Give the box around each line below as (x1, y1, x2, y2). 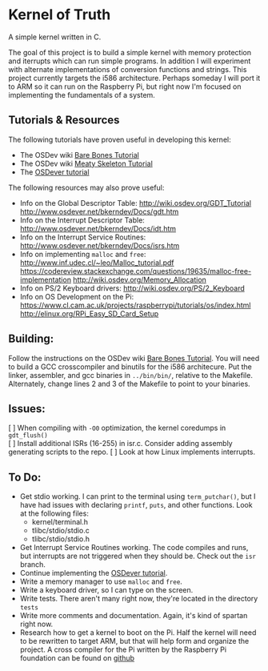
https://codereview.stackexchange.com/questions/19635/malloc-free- (19, 266, 252, 275)
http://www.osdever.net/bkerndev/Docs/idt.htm (19, 223, 177, 233)
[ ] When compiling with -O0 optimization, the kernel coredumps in (8, 423, 226, 433)
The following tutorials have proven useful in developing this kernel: (8, 135, 231, 144)
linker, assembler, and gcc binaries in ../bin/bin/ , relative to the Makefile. (8, 370, 254, 380)
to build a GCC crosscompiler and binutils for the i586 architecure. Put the (8, 362, 252, 372)
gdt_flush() (8, 432, 48, 440)
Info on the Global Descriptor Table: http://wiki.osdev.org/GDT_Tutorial (19, 198, 252, 207)
